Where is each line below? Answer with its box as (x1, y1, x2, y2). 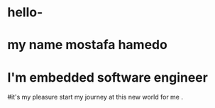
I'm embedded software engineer (7, 69, 208, 85)
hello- (7, 4, 43, 21)
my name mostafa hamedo (7, 37, 168, 53)
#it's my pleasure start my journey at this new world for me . (7, 93, 183, 102)
